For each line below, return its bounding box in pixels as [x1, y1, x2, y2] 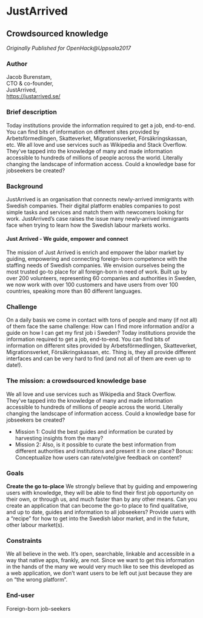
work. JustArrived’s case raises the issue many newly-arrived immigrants [6, 215, 189, 222]
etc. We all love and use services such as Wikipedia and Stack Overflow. [6, 141, 187, 148]
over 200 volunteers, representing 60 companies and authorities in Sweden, [6, 275, 197, 282]
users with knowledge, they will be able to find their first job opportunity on [6, 489, 194, 496]
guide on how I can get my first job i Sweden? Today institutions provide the [6, 329, 196, 337]
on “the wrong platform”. [6, 576, 68, 583]
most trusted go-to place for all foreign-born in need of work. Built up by [6, 268, 187, 275]
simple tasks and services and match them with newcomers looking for [6, 208, 184, 216]
